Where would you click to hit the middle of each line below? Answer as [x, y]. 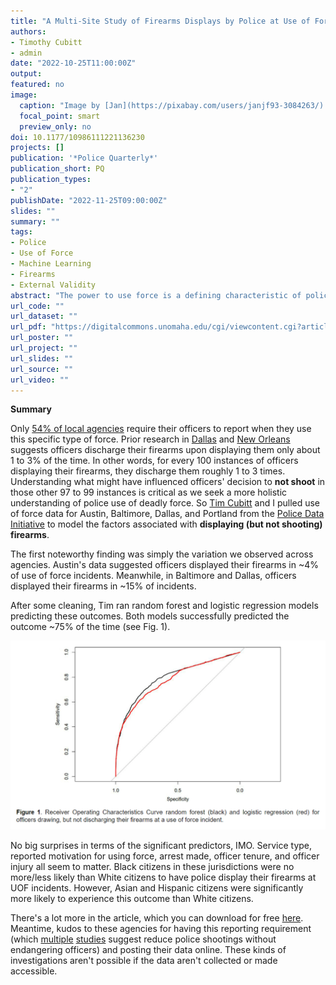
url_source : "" [42, 369]
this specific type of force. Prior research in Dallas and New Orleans [150, 439]
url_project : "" [44, 348]
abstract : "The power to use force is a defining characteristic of [156, 295]
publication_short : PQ [57, 169]
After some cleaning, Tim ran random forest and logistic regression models [164, 606]
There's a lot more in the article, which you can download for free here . [157, 917]
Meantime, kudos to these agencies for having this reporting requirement [161, 928]
